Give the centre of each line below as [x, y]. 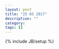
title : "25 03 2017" [26, 14]
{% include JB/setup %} [29, 41]
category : [15, 23]
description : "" [22, 18]
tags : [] [14, 28]
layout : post [18, 9]
